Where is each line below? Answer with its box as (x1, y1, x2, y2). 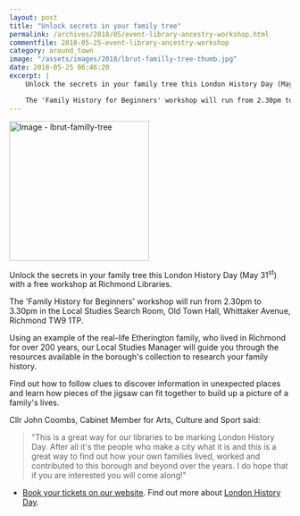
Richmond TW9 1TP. (9, 315, 84, 326)
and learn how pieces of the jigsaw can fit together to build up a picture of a (9, 388, 288, 399)
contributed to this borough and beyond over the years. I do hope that (30, 461, 288, 471)
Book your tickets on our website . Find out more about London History (21, 487, 281, 498)
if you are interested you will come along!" (30, 470, 187, 481)
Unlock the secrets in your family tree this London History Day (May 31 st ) (9, 267, 278, 280)
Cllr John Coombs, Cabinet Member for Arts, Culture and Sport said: (9, 415, 261, 426)
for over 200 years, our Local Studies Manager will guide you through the (9, 342, 279, 353)
